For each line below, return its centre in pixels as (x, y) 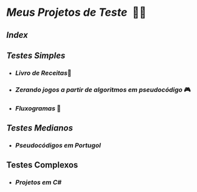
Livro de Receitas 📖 (43, 73)
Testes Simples (36, 55)
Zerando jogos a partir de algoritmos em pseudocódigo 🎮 (103, 90)
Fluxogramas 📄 (38, 108)
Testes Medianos (40, 128)
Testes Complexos (42, 165)
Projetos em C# (38, 182)
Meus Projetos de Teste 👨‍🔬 (77, 12)
